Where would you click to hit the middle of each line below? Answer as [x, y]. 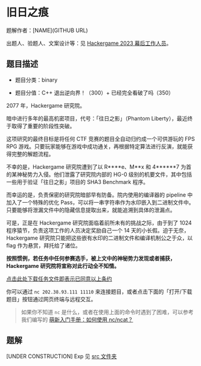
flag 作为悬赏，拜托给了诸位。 [43, 245]
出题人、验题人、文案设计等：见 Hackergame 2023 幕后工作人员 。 [89, 43]
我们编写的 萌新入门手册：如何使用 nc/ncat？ [77, 319]
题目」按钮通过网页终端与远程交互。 [51, 299]
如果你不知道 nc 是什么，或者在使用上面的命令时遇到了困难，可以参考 [107, 312]
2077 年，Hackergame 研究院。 [46, 105]
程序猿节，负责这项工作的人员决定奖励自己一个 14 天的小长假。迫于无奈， [98, 230]
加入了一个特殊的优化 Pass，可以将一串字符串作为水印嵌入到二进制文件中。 [100, 202]
